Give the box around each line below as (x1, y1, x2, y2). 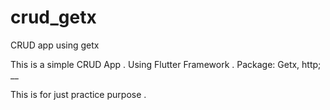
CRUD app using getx (10, 39, 100, 51)
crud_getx (10, 6, 97, 29)
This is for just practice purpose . (10, 88, 147, 100)
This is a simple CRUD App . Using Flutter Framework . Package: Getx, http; (10, 58, 322, 70)
